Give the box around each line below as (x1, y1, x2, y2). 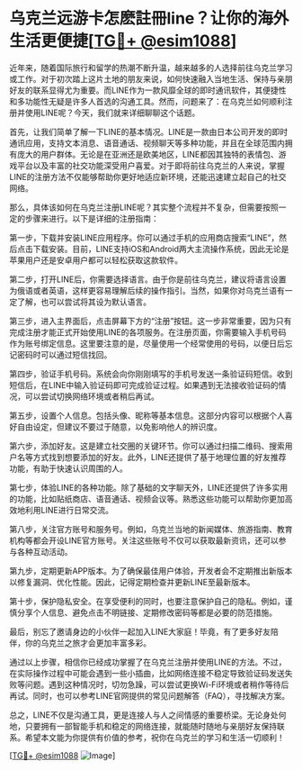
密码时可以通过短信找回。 (16, 349, 112, 360)
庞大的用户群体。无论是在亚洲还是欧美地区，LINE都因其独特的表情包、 (16, 149, 279, 159)
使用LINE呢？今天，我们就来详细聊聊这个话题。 (24, 107, 200, 118)
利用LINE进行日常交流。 (24, 504, 114, 515)
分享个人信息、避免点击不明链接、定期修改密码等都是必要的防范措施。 (16, 607, 277, 618)
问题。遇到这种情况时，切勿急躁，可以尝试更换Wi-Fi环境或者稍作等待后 (24, 679, 289, 690)
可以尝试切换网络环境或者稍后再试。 (24, 391, 159, 402)
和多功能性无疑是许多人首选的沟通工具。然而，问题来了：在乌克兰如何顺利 (9, 95, 285, 106)
